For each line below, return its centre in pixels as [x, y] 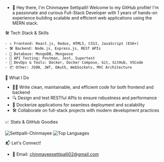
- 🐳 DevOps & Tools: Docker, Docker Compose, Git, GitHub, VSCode [74, 62]
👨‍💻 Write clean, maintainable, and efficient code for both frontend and [83, 87]
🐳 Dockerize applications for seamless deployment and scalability [79, 105]
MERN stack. [25, 23]
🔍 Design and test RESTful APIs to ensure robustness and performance [84, 98]
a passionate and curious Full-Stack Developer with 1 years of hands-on [85, 13]
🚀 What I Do [17, 78]
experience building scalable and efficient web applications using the [82, 18]
